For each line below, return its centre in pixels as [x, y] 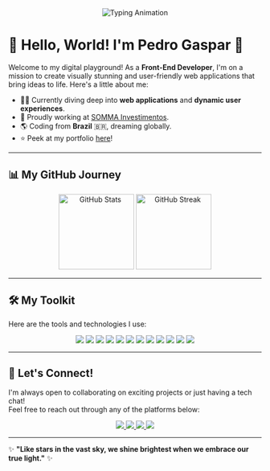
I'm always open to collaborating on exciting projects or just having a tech [130, 392]
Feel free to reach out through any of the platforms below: [104, 410]
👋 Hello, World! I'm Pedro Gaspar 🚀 [126, 45]
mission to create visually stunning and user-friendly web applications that [132, 76]
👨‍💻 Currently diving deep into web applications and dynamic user [130, 100]
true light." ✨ [31, 458]
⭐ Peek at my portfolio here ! [66, 138]
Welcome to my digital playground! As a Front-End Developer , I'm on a [126, 67]
